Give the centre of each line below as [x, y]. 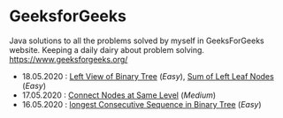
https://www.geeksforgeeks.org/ [69, 59]
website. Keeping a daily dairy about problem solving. [107, 49]
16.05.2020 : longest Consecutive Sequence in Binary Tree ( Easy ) [142, 104]
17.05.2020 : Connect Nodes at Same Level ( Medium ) [119, 95]
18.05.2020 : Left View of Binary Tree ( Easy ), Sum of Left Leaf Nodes [148, 76]
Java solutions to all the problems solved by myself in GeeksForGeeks [137, 41]
